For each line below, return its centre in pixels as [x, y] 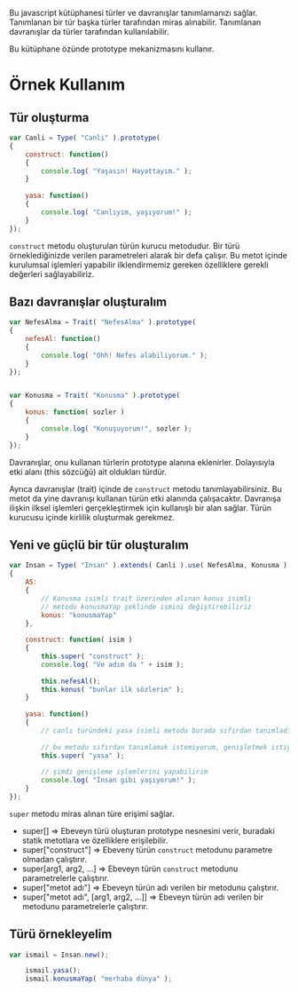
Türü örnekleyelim [61, 935]
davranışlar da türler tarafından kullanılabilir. [90, 32]
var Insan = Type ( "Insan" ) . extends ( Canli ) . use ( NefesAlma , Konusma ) [149, 566]
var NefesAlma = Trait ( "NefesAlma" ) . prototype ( [103, 322]
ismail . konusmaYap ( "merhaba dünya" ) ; [99, 979]
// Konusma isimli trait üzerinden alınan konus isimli [146, 599]
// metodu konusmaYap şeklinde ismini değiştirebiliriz [146, 607]
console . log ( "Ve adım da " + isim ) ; [113, 664]
